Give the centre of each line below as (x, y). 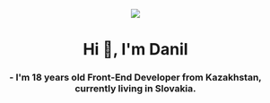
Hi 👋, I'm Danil (135, 50)
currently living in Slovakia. (135, 89)
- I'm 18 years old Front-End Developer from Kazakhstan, (135, 78)
